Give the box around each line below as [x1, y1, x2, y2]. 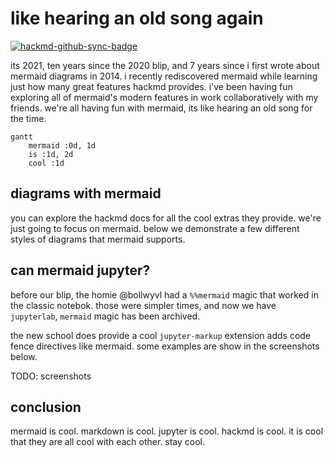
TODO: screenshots [10, 370, 92, 382]
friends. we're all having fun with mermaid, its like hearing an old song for [10, 102, 313, 114]
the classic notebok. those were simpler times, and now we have [10, 299, 277, 311]
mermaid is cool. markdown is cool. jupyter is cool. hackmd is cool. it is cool [10, 425, 324, 437]
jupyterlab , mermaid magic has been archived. [10, 310, 201, 322]
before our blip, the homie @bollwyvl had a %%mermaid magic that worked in [10, 288, 319, 301]
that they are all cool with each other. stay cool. [10, 436, 205, 448]
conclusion [10, 398, 82, 416]
